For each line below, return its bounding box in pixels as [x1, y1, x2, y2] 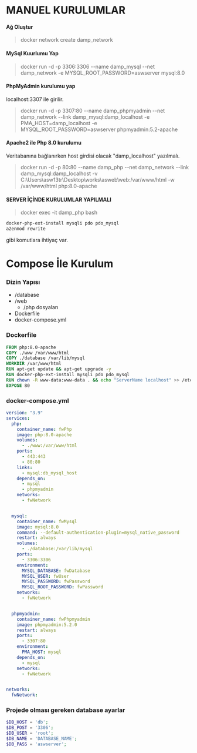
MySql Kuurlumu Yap [6, 49, 59, 56]
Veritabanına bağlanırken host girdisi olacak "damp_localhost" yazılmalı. [6, 152, 180, 159]
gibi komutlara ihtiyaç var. [6, 236, 69, 243]
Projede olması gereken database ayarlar [6, 706, 125, 714]
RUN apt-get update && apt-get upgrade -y [6, 366, 111, 372]
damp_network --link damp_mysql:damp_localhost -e [20, 113, 150, 121]
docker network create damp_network [20, 36, 113, 43]
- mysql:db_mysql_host [21, 470, 77, 476]
